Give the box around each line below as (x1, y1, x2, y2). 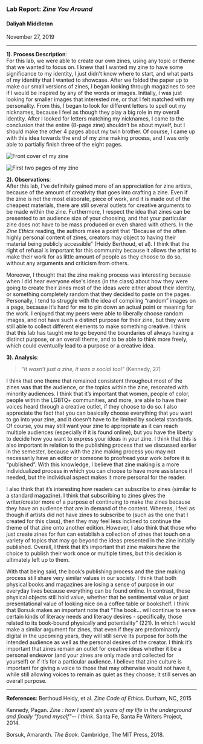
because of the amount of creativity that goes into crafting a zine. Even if (6, 189, 188, 196)
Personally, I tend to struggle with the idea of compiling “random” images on (6, 297, 196, 305)
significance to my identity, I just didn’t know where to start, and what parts (6, 70, 194, 77)
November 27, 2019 (6, 33, 55, 41)
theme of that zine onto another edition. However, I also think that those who (6, 524, 197, 532)
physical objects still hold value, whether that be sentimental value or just (6, 594, 189, 601)
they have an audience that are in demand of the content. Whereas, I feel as (6, 505, 195, 512)
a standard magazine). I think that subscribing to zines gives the (6, 492, 166, 499)
